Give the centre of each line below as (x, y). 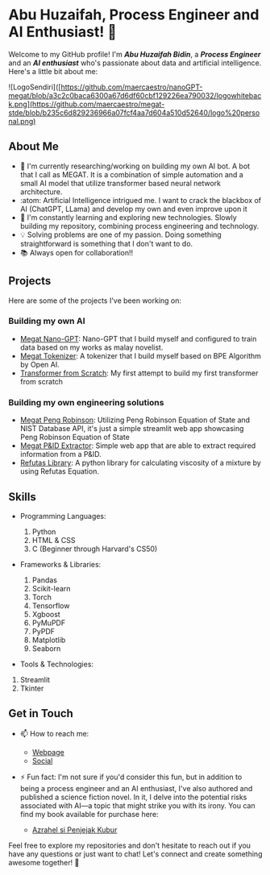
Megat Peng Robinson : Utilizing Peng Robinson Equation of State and (135, 420)
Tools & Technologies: (57, 664)
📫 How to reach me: (54, 733)
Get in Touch (41, 713)
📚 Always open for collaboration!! (77, 252)
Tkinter (32, 688)
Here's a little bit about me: (53, 71)
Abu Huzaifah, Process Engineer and (134, 15)
